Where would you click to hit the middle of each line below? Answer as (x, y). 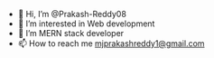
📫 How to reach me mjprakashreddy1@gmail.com (111, 43)
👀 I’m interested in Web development (86, 24)
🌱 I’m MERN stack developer (71, 33)
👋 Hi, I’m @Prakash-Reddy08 (72, 14)
